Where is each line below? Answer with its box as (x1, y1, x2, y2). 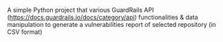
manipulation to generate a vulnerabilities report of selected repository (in (7, 21, 216, 28)
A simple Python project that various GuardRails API (7, 6, 154, 14)
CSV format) (7, 28, 43, 36)
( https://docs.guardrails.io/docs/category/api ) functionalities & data (7, 13, 198, 21)
